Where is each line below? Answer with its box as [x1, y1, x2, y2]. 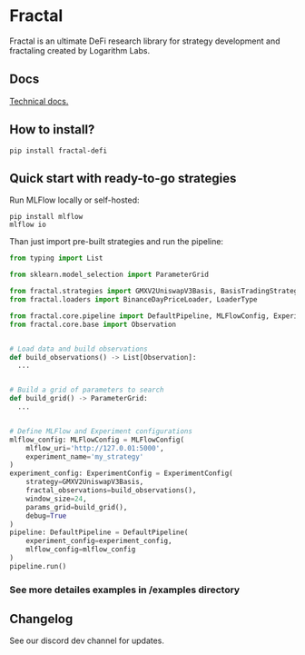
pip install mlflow [9, 213, 84, 222]
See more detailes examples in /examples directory [9, 583, 241, 596]
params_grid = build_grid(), [25, 502, 128, 511]
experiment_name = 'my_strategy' [25, 452, 144, 461]
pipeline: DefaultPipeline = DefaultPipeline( [9, 528, 189, 537]
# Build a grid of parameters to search [9, 385, 165, 395]
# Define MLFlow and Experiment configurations [9, 426, 193, 436]
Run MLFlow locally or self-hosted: [9, 194, 140, 205]
